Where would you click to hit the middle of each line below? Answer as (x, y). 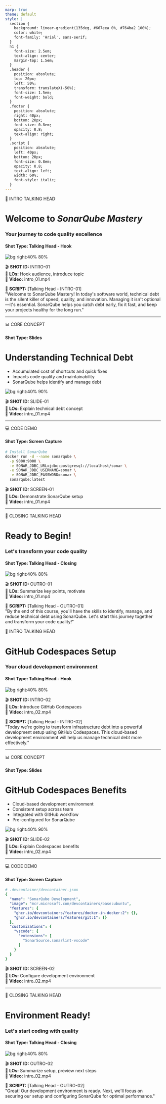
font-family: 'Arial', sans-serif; (51, 38)
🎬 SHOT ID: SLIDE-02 (27, 839)
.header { (20, 70)
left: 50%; (25, 83)
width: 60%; (26, 176)
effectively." (17, 743)
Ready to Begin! (38, 536)
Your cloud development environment (51, 667)
